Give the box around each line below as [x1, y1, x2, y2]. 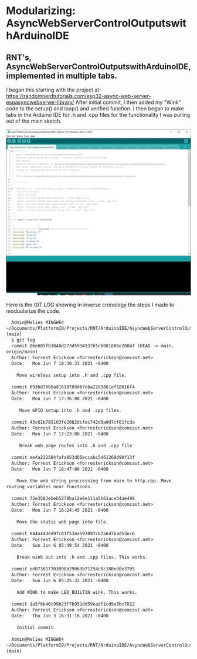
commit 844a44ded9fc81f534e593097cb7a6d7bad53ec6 [11, 530, 135, 536]
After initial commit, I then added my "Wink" [75, 99, 182, 106]
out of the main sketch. [6, 117, 62, 124]
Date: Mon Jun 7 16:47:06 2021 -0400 [11, 466, 109, 472]
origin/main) [6, 349, 38, 354]
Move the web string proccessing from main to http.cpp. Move [16, 478, 172, 484]
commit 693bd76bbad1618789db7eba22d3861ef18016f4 [11, 384, 135, 390]
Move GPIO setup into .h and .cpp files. [19, 407, 122, 413]
